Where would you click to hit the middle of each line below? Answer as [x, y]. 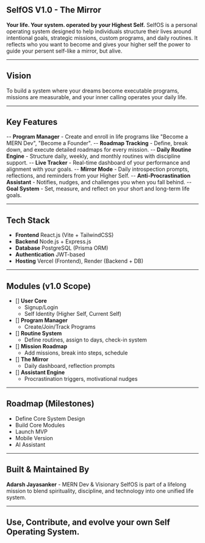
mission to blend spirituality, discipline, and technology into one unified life [100, 491]
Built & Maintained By [48, 470]
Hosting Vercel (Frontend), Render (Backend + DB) [79, 261]
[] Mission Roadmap [41, 346]
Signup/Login [41, 307]
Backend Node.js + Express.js [53, 242]
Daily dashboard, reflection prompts [70, 366]
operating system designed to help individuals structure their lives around [99, 31]
